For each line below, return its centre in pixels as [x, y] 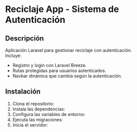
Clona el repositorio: [33, 103]
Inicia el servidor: [30, 125]
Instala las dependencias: [38, 109]
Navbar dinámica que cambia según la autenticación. [67, 76]
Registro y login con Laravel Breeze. [49, 65]
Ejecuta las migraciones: [38, 119]
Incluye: [13, 55]
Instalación [23, 92]
